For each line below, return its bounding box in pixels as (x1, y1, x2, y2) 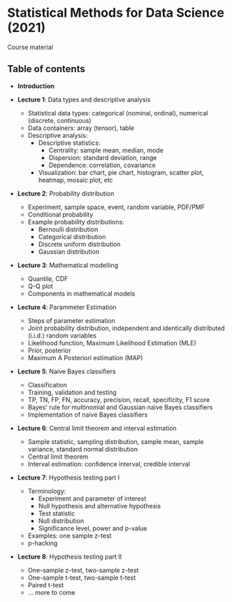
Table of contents (7, 63, 85, 75)
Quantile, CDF (27, 274, 68, 282)
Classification (27, 380, 68, 389)
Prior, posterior (27, 346, 71, 354)
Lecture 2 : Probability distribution (17, 189, 115, 197)
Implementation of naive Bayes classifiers (27, 410, 148, 419)
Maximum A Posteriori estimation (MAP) (27, 353, 143, 361)
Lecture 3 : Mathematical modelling (17, 261, 119, 269)
